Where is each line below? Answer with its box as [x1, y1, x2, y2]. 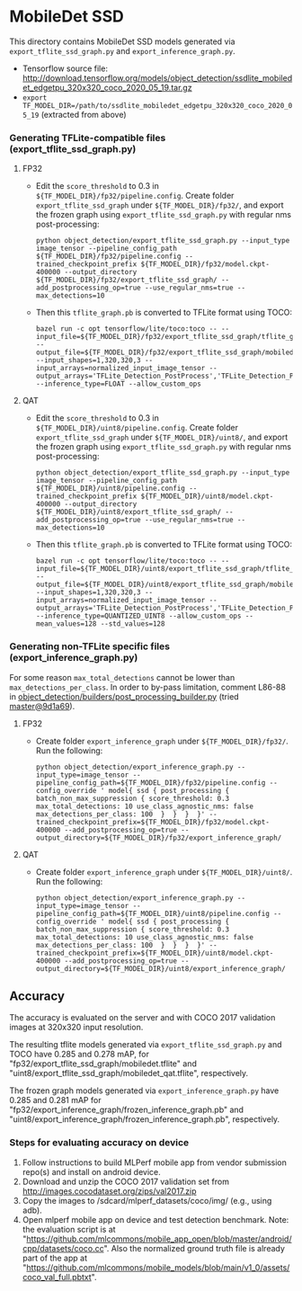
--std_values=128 [100, 619, 165, 628]
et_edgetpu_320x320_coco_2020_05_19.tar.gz [22, 82, 192, 93]
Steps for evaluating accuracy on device [9, 1136, 190, 1149]
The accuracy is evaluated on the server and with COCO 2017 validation [9, 1012, 276, 1023]
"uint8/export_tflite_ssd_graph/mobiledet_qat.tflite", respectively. [9, 1068, 249, 1079]
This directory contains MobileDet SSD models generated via [9, 36, 235, 47]
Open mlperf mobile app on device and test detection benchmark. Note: [22, 1214, 289, 1224]
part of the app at [22, 1252, 88, 1263]
